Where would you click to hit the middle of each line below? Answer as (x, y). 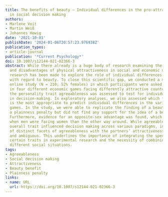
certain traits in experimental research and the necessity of (77, 140)
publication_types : (25, 47)
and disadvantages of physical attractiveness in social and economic (85, 71)
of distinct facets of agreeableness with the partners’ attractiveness (87, 131)
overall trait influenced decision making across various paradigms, (83, 126)
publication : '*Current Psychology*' (44, 56)
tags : (11, 150)
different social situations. (41, 145)
